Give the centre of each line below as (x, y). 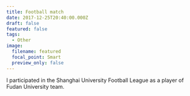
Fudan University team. (36, 86)
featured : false (27, 29)
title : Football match (35, 12)
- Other (22, 40)
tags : (13, 35)
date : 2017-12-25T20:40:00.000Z (47, 18)
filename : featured (37, 52)
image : (15, 46)
